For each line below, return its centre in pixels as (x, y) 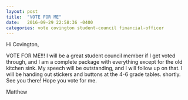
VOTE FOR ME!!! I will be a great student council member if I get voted (91, 56)
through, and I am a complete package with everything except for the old (94, 62)
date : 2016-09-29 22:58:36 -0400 (50, 22)
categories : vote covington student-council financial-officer (85, 28)
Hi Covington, (23, 44)
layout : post (22, 11)
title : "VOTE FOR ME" (34, 17)
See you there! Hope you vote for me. (51, 81)
